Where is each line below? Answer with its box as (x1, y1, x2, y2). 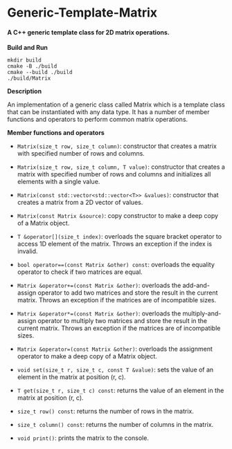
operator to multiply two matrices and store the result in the (37, 317, 208, 325)
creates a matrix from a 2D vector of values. (17, 199, 143, 207)
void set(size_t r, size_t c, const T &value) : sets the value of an (17, 365, 214, 374)
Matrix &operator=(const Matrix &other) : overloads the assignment (17, 345, 213, 354)
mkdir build (7, 57, 42, 64)
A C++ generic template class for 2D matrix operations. (7, 28, 170, 36)
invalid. (17, 247, 38, 255)
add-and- (182, 282, 210, 290)
